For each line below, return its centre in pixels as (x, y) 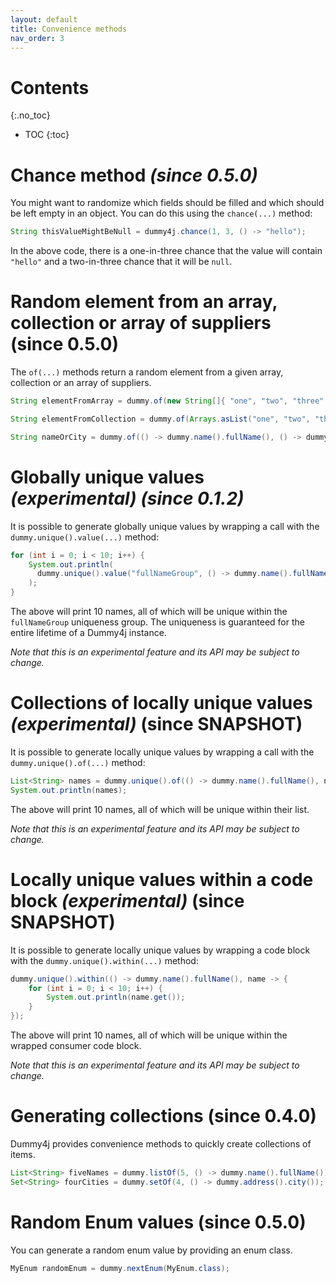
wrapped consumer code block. (76, 1045)
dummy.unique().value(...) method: (85, 537)
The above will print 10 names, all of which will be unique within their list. (160, 809)
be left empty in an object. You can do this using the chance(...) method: (161, 213)
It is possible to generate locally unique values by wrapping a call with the (162, 752)
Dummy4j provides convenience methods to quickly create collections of (161, 1143)
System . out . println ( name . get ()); (116, 997)
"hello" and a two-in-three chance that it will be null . (121, 262)
